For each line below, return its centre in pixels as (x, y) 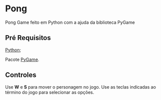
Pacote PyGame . (22, 59)
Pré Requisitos (28, 38)
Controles (21, 75)
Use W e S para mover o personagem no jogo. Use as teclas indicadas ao (81, 87)
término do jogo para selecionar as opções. (50, 92)
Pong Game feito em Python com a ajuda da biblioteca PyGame (70, 22)
